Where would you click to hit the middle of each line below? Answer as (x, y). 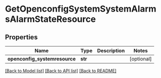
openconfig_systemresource (42, 59)
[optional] (141, 59)
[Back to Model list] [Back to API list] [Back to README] (61, 71)
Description (111, 51)
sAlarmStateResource (51, 19)
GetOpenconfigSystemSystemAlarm (81, 9)
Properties (21, 37)
